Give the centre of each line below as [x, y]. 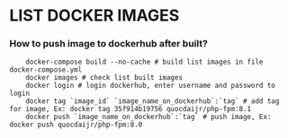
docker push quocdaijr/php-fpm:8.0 [76, 125]
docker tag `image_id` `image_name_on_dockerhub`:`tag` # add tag [153, 101]
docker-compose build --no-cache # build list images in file [144, 62]
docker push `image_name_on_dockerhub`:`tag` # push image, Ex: [148, 117]
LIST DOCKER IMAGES [94, 16]
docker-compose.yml [46, 70]
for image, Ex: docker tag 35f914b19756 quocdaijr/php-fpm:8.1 [130, 109]
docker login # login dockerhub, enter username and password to [151, 86]
